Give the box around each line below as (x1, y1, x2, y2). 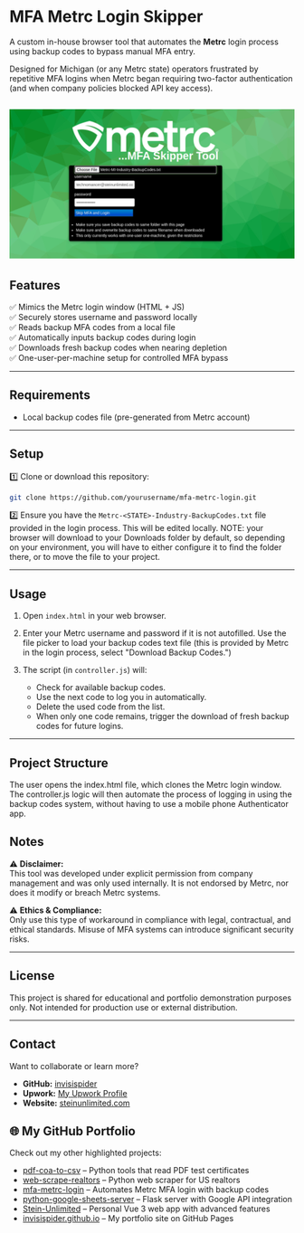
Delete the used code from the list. (35, 701, 166, 712)
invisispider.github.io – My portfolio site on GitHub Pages (22, 1213, 234, 1224)
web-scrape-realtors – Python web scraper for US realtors (22, 1174, 241, 1186)
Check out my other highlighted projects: (9, 1147, 162, 1159)
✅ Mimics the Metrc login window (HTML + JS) (9, 301, 185, 312)
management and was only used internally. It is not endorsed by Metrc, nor (9, 877, 290, 888)
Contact (9, 1037, 56, 1052)
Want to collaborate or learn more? (9, 1060, 139, 1071)
